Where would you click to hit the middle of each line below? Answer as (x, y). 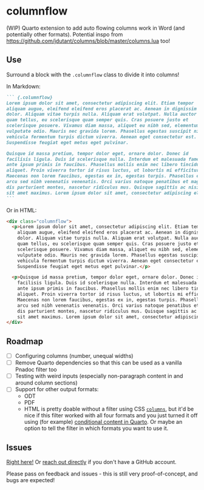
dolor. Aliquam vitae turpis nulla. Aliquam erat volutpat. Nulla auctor (102, 114)
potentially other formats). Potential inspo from (65, 34)
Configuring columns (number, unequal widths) (74, 356)
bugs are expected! (31, 480)
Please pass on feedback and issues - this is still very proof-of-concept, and (102, 474)
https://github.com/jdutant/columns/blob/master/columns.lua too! (88, 41)
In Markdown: (23, 86)
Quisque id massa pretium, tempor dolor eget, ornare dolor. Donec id (97, 153)
